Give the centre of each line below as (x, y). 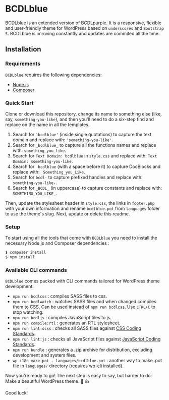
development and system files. (44, 355)
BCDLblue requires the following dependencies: (53, 75)
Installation (23, 49)
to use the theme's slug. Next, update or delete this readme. (68, 214)
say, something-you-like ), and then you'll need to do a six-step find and (79, 119)
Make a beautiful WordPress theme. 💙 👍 (47, 381)
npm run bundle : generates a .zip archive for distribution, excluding (82, 350)
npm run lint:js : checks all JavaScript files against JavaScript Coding (87, 339)
